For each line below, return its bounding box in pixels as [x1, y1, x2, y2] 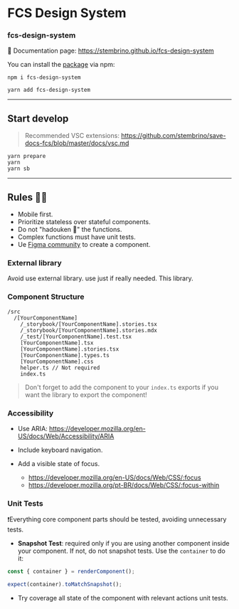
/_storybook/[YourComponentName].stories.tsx [20, 320, 158, 328]
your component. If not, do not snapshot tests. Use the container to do [17, 546, 225, 556]
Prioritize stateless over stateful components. [17, 218, 151, 226]
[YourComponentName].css [20, 358, 94, 365]
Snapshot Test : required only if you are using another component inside [17, 539, 230, 548]
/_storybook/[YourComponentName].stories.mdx [20, 327, 158, 334]
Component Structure [7, 292, 85, 302]
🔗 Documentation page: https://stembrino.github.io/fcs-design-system [7, 46, 215, 55]
